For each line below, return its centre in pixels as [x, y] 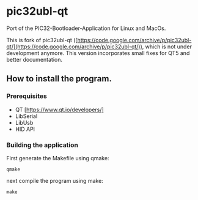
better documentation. [35, 59]
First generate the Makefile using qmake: [58, 158]
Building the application [42, 145]
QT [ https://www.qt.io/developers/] [59, 109]
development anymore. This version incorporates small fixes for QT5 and [98, 53]
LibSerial [26, 116]
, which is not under [167, 46]
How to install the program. [59, 79]
